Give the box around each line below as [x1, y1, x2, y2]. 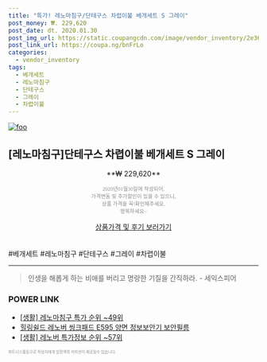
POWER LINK [8, 294, 60, 305]
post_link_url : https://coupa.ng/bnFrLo [8, 41, 145, 49]
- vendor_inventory [15, 56, 80, 64]
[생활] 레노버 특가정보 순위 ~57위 [19, 333, 123, 342]
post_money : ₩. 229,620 [8, 19, 87, 27]
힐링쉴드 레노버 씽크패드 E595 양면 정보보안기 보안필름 [19, 323, 190, 333]
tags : [8, 64, 26, 72]
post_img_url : [8, 33, 56, 42]
